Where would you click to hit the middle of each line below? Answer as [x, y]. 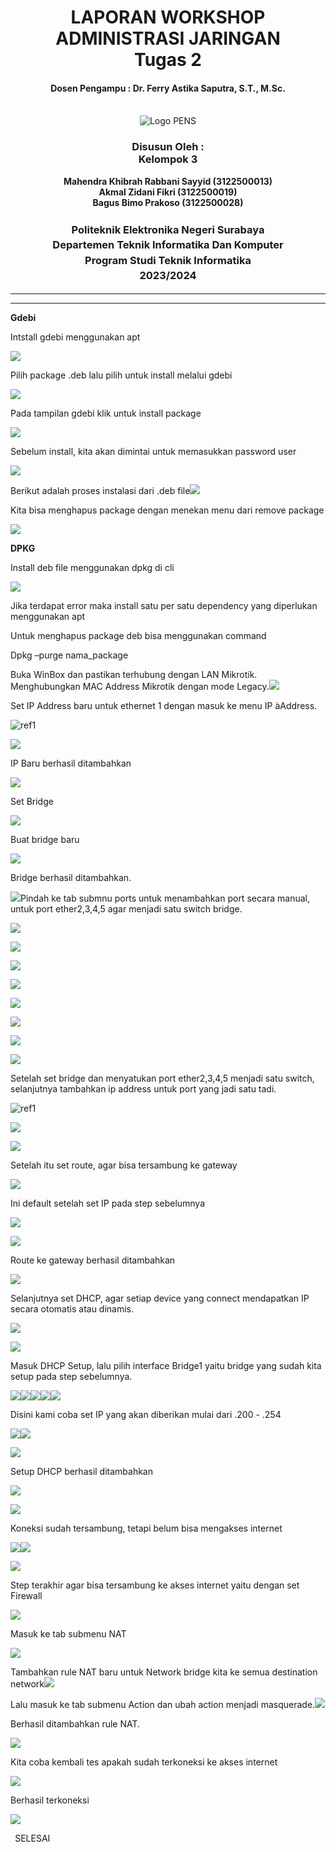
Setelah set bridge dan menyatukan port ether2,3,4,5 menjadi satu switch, [162, 1078]
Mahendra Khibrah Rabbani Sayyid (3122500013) [168, 181]
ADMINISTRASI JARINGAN [168, 38]
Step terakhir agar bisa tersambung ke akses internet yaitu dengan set [155, 1585]
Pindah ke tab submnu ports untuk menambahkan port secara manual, [165, 898]
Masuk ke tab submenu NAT [68, 1634]
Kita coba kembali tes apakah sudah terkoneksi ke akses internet [144, 1762]
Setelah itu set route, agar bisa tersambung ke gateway [124, 1165]
